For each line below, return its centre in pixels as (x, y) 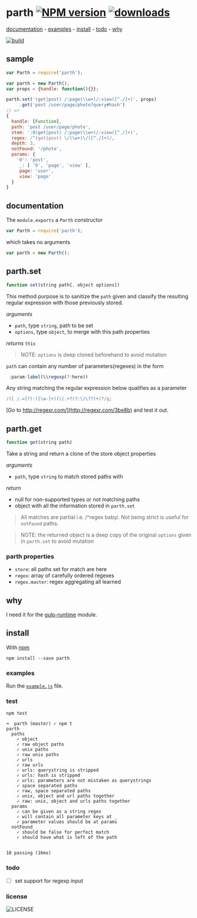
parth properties (30, 556)
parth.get (24, 429)
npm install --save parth (38, 658)
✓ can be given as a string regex (59, 812)
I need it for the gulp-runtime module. (52, 615)
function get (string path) (39, 442)
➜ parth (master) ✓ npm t (39, 724)
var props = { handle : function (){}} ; (52, 89)
